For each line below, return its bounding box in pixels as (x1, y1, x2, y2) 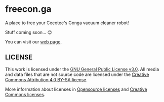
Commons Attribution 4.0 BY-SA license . (5, 76, 88, 82)
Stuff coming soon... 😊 (5, 29, 52, 35)
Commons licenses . (5, 91, 45, 97)
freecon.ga (5, 3, 52, 15)
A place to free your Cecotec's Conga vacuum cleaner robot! (5, 20, 129, 26)
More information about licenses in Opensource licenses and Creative (5, 86, 147, 92)
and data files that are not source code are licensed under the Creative (5, 71, 149, 77)
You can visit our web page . (5, 38, 62, 45)
